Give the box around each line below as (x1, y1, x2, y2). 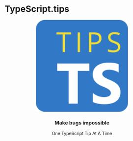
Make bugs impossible (54, 119, 110, 126)
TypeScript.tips (4, 3, 70, 15)
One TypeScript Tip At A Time (52, 131, 112, 137)
